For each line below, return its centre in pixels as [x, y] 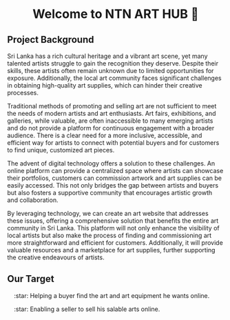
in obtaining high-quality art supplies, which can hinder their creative [105, 85]
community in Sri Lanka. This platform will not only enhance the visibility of [113, 228]
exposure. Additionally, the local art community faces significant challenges [114, 78]
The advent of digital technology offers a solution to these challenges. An [111, 163]
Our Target [31, 279]
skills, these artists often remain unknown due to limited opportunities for [111, 71]
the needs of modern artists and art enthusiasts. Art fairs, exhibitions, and [112, 113]
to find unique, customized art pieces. [61, 150]
